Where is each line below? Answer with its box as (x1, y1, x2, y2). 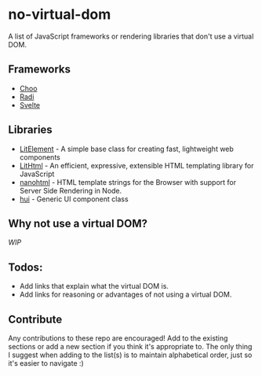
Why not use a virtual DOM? (8, 216, 147, 230)
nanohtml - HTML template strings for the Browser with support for (19, 177, 237, 186)
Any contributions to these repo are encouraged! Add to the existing (8, 334, 228, 343)
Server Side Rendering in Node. (19, 186, 122, 195)
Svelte (19, 100, 41, 109)
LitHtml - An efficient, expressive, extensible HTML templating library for (19, 160, 254, 170)
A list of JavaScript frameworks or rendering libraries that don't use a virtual (8, 31, 254, 41)
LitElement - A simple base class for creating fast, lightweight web (19, 144, 234, 153)
